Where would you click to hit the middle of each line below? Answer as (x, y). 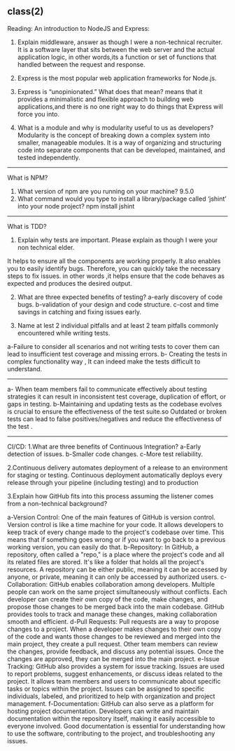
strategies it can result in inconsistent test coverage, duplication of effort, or (116, 397)
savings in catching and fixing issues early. (79, 312)
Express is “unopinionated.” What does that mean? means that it (110, 91)
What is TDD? (27, 226)
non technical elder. (46, 247)
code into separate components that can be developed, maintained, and (121, 149)
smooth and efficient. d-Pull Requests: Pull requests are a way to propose (113, 621)
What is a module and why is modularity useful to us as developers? (115, 127)
